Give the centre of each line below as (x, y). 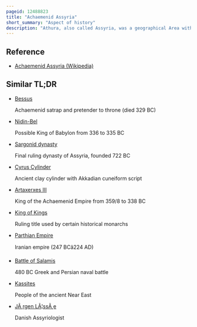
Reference (26, 51)
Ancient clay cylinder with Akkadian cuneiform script (78, 178)
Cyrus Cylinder (33, 167)
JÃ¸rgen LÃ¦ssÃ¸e (35, 306)
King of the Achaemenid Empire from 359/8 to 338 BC (80, 201)
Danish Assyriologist (39, 318)
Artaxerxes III (30, 189)
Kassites (25, 283)
